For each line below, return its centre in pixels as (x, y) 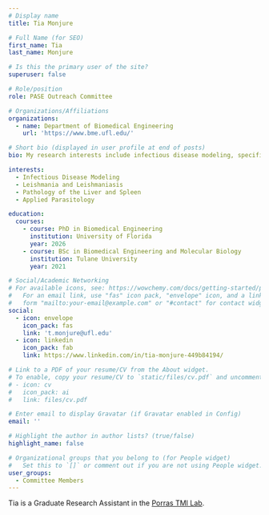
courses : (30, 221)
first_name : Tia (35, 45)
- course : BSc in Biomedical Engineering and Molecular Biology (132, 251)
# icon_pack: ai (39, 392)
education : (26, 214)
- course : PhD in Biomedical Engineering (92, 229)
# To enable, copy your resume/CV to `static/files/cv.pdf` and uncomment (136, 377)
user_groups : (30, 473)
